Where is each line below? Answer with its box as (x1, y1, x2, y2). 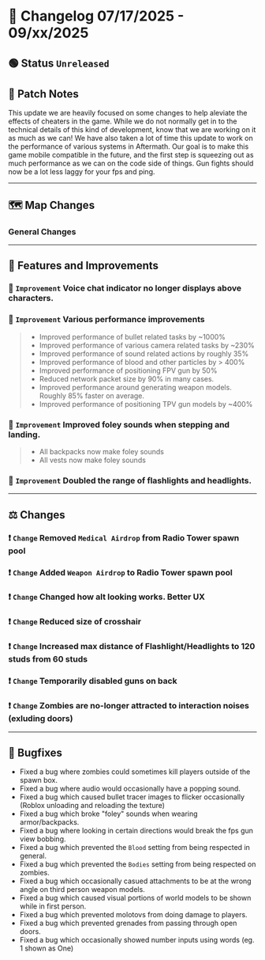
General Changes (8, 226, 77, 237)
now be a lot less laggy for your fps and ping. (8, 167, 155, 176)
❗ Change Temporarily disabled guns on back (8, 676, 177, 687)
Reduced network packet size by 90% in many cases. (39, 374, 215, 383)
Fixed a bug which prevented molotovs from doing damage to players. (19, 910, 248, 920)
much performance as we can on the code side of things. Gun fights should (8, 158, 254, 169)
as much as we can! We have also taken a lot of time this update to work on (8, 134, 254, 143)
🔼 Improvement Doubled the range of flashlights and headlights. (8, 475, 252, 486)
